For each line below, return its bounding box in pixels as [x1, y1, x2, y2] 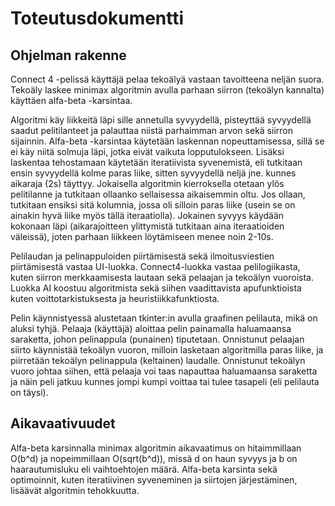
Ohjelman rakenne [10, 47, 127, 64]
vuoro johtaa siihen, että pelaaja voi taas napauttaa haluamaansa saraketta [10, 365, 318, 377]
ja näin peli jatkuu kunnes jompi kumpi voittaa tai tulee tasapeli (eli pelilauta [10, 376, 320, 387]
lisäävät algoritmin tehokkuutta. [10, 484, 140, 496]
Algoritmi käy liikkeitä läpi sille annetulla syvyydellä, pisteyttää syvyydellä [10, 114, 312, 126]
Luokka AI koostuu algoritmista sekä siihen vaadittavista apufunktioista [10, 282, 302, 294]
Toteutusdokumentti [10, 7, 185, 30]
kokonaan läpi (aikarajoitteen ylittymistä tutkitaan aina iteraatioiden [10, 220, 285, 232]
